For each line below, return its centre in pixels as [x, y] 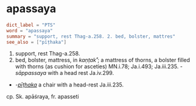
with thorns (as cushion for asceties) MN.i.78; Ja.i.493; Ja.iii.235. [97, 66]
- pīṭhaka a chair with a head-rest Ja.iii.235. [69, 85]
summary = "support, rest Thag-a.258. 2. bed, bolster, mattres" [91, 36]
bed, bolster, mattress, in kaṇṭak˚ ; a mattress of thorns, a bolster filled [103, 60]
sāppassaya [31, 73]
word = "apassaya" [30, 30]
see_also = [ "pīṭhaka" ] [37, 42]
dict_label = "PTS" [31, 25]
